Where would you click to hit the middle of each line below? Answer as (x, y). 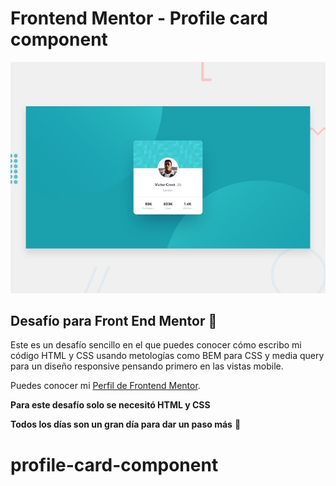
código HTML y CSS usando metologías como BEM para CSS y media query (167, 356)
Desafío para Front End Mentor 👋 (114, 320)
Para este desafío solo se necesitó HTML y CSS (110, 405)
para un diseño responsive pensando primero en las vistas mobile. (147, 366)
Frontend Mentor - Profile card (139, 18)
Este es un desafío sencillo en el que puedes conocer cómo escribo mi (156, 345)
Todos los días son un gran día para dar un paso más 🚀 (126, 424)
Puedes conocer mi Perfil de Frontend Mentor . (105, 386)
